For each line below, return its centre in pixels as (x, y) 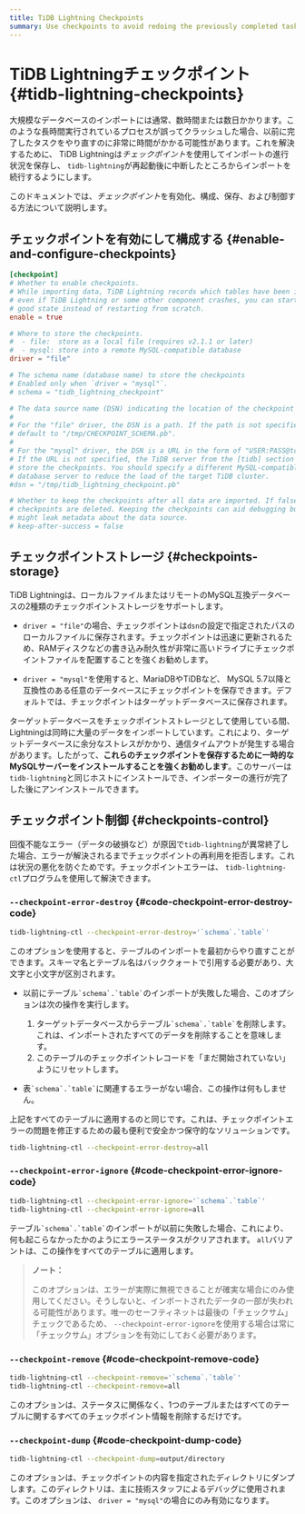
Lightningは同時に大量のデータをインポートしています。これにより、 (138, 732)
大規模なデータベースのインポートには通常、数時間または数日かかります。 (148, 120)
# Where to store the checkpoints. (77, 334)
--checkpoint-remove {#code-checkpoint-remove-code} (135, 1359)
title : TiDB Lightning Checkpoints (77, 18)
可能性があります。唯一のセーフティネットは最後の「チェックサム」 (166, 1312)
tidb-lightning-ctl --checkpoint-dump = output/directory (117, 1459)
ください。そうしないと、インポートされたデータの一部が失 (167, 1300)
